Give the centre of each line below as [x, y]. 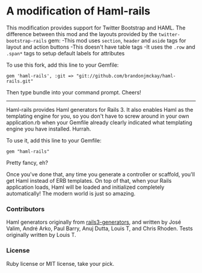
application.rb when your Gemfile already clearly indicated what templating [99, 122]
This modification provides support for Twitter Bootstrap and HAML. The [96, 28]
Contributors [26, 209]
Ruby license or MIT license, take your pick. [60, 263]
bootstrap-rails [26, 41]
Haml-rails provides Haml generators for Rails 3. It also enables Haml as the [100, 109]
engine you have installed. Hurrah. [49, 129]
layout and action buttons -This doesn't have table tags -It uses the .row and [101, 47]
